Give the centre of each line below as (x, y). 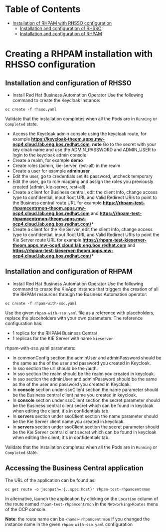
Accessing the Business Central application (74, 468)
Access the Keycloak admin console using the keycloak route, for (80, 133)
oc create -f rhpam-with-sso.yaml (41, 303)
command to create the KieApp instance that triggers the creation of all (85, 289)
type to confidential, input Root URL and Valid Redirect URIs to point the (86, 234)
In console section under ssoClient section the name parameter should (85, 389)
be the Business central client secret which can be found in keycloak (83, 405)
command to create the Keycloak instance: (56, 100)
